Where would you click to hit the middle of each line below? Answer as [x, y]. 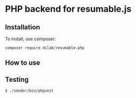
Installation [23, 27]
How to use [23, 63]
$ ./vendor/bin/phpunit [29, 91]
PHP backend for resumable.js [68, 9]
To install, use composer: [30, 39]
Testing [17, 79]
